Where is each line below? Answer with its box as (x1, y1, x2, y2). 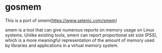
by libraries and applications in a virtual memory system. (5, 42, 119, 48)
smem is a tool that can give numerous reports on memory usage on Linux (5, 27, 155, 33)
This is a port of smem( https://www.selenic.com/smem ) (5, 18, 117, 23)
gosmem (5, 1, 41, 13)
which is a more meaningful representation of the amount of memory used (5, 37, 155, 43)
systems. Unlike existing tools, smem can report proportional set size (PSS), (5, 32, 158, 38)
